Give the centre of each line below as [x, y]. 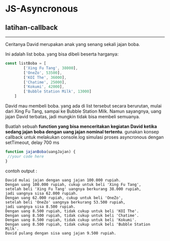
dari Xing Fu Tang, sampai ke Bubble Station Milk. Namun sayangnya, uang [83, 111]
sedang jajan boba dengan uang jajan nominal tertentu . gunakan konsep [82, 132]
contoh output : [21, 171]
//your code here [26, 156]
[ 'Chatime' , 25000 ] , [45, 82]
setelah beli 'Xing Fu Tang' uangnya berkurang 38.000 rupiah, [73, 189]
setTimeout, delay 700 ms [32, 142]
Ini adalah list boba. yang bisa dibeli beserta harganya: [62, 54]
